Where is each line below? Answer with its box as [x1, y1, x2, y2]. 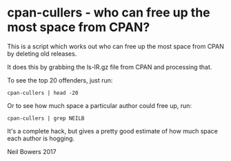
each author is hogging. [7, 134, 74, 142]
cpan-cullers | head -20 [7, 89, 79, 96]
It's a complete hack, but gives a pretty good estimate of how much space [7, 127, 219, 135]
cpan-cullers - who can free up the [7, 5, 210, 21]
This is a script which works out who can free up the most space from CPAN [7, 42, 224, 50]
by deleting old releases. [7, 50, 77, 58]
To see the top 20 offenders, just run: [7, 76, 113, 84]
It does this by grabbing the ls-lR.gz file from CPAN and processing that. [7, 63, 212, 71]
